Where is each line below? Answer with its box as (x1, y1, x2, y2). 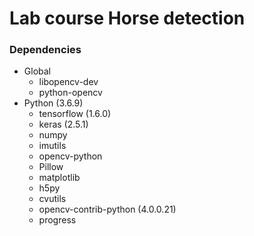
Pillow (38, 161, 64, 173)
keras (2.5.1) (38, 118, 89, 131)
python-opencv (38, 87, 103, 99)
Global (23, 65, 51, 77)
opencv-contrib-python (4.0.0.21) (38, 203, 177, 216)
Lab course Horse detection (9, 7, 246, 30)
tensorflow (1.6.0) (38, 108, 112, 120)
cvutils (38, 193, 67, 205)
